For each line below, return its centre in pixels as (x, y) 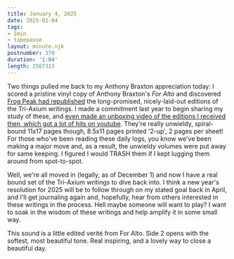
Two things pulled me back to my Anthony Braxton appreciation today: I (111, 86)
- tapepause (25, 40)
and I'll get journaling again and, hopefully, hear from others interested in (113, 197)
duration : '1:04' (33, 60)
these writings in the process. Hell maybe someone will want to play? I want (117, 204)
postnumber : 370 (31, 53)
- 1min (17, 33)
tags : (15, 27)
